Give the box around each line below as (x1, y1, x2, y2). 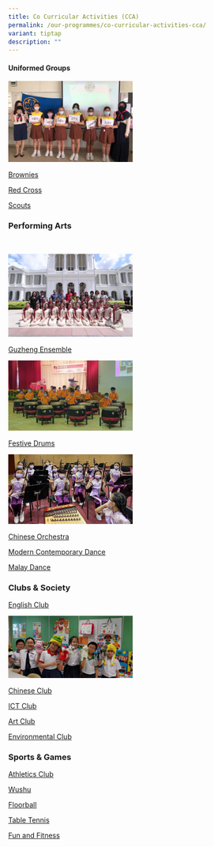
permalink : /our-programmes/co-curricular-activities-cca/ (8, 21, 207, 29)
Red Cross (8, 185, 42, 194)
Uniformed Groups (8, 63, 71, 73)
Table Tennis (8, 815, 50, 825)
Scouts (8, 200, 32, 209)
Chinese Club (8, 686, 53, 695)
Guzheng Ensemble (8, 344, 73, 355)
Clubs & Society (8, 582, 71, 593)
